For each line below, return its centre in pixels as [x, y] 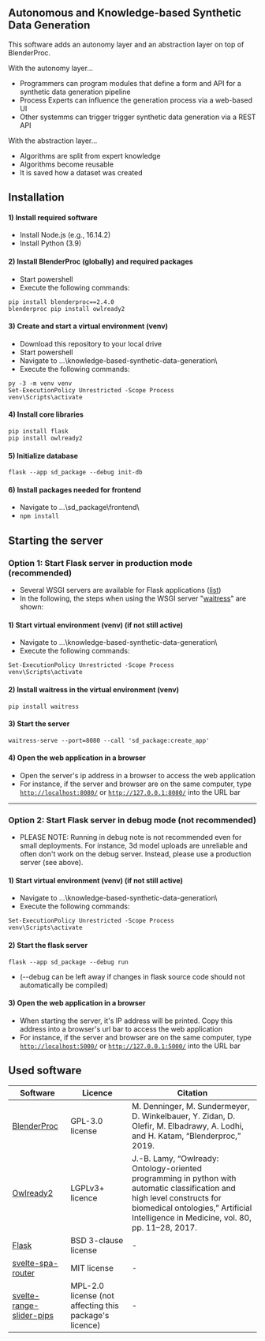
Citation [192, 1092]
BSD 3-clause [97, 1240]
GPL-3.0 [87, 1121]
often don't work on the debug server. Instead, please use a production [135, 854]
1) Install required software [53, 217]
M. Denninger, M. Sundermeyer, [190, 1106]
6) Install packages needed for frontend [75, 489]
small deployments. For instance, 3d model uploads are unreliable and [134, 846]
